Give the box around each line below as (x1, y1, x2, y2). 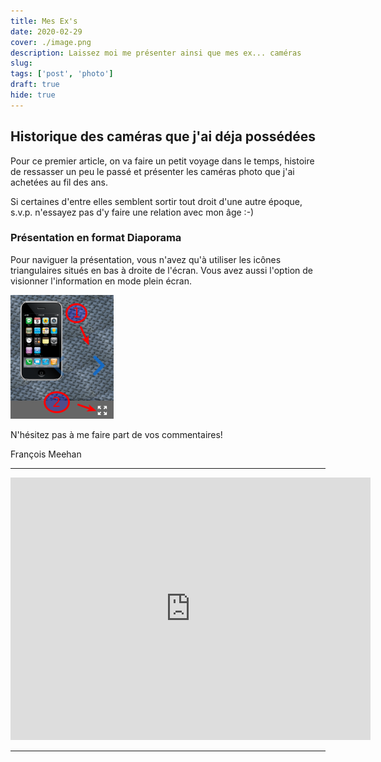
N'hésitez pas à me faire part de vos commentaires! (10, 428, 223, 440)
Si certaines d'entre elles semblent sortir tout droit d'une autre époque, (10, 195, 303, 207)
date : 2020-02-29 (10, 26, 83, 37)
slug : (10, 58, 33, 69)
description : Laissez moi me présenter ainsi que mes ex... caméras (10, 48, 302, 58)
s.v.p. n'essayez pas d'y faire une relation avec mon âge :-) (10, 206, 255, 218)
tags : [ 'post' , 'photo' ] (10, 69, 114, 79)
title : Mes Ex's (10, 16, 78, 26)
